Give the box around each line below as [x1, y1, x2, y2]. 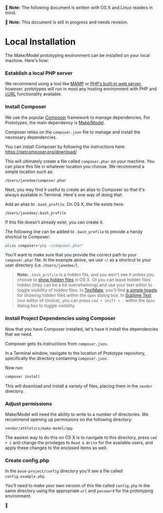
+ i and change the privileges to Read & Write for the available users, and [5, 439, 153, 445]
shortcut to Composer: [5, 234, 51, 240]
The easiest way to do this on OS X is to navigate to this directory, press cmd [5, 434, 157, 440]
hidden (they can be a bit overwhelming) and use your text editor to [17, 282, 152, 288]
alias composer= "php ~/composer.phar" [5, 243, 84, 248]
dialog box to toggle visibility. [17, 303, 76, 309]
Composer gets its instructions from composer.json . [5, 341, 108, 346]
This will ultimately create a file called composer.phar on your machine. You [5, 158, 155, 164]
